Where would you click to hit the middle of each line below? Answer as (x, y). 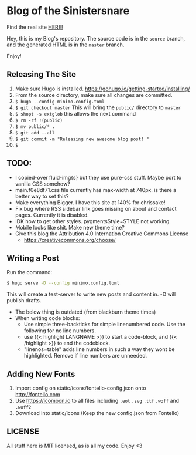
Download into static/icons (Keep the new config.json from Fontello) (97, 413)
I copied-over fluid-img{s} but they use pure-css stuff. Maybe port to (98, 177)
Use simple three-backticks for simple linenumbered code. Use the (105, 325)
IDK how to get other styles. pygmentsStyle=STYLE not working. (93, 221)
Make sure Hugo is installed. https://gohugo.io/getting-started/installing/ (102, 89)
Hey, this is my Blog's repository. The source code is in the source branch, (96, 38)
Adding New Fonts (41, 374)
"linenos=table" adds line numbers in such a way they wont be (99, 349)
